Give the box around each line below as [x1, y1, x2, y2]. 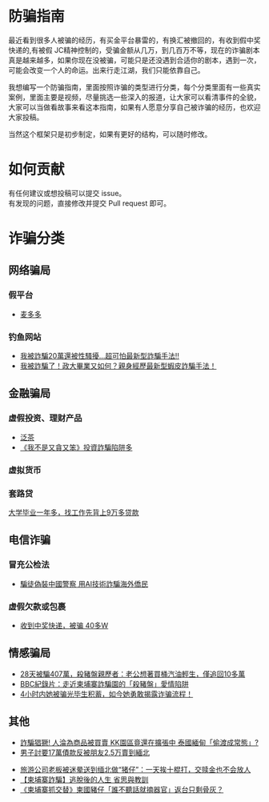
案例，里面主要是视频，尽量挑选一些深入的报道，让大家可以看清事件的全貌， [8, 92, 261, 102]
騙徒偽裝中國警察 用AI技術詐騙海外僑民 [19, 579, 149, 588]
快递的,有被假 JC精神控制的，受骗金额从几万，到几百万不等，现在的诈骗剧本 [8, 45, 260, 54]
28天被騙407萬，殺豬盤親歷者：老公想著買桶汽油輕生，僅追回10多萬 [19, 669, 246, 679]
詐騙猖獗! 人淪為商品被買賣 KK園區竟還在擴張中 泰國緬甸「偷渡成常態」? [19, 737, 259, 747]
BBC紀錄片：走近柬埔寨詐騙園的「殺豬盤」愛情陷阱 [19, 679, 190, 688]
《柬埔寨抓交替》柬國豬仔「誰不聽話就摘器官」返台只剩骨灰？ [19, 784, 224, 794]
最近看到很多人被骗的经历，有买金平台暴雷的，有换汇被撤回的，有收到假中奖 [8, 35, 261, 45]
